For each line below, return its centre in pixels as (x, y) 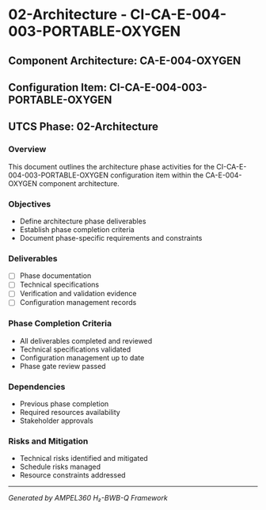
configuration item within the (157, 175)
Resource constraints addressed (72, 475)
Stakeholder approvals (56, 421)
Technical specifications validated (75, 349)
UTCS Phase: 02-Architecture (84, 127)
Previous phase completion (64, 404)
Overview (27, 150)
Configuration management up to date (82, 357)
